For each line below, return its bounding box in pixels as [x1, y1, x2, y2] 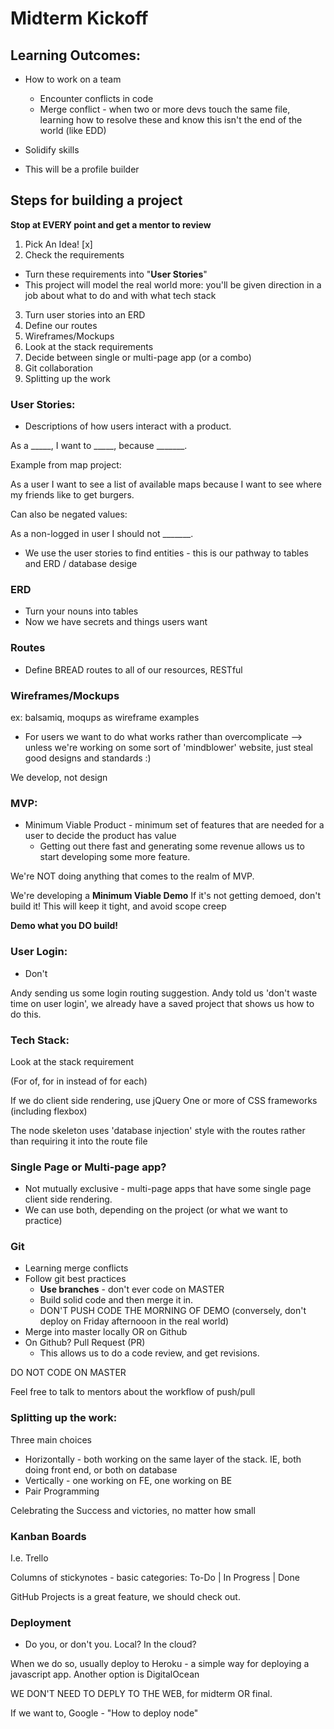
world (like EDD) [39, 125, 107, 136]
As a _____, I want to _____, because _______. [10, 440, 188, 452]
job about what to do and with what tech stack [24, 289, 217, 301]
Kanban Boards [10, 1529, 87, 1543]
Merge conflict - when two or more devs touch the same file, [39, 103, 291, 115]
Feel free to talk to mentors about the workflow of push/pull [10, 1386, 256, 1398]
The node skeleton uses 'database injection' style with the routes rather [10, 1124, 306, 1136]
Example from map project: [10, 459, 122, 471]
